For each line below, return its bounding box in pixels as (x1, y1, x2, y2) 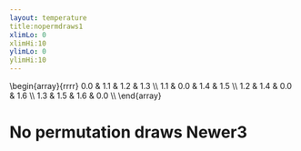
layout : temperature (9, 13, 88, 23)
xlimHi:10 (9, 38, 47, 48)
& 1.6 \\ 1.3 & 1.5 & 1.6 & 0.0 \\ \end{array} (9, 90, 162, 101)
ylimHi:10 (9, 55, 47, 65)
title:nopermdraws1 (9, 22, 84, 31)
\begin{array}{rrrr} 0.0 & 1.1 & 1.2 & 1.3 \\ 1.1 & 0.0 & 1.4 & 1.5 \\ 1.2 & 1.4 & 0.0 (9, 81, 293, 91)
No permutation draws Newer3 (9, 122, 248, 143)
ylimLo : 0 (9, 47, 47, 56)
